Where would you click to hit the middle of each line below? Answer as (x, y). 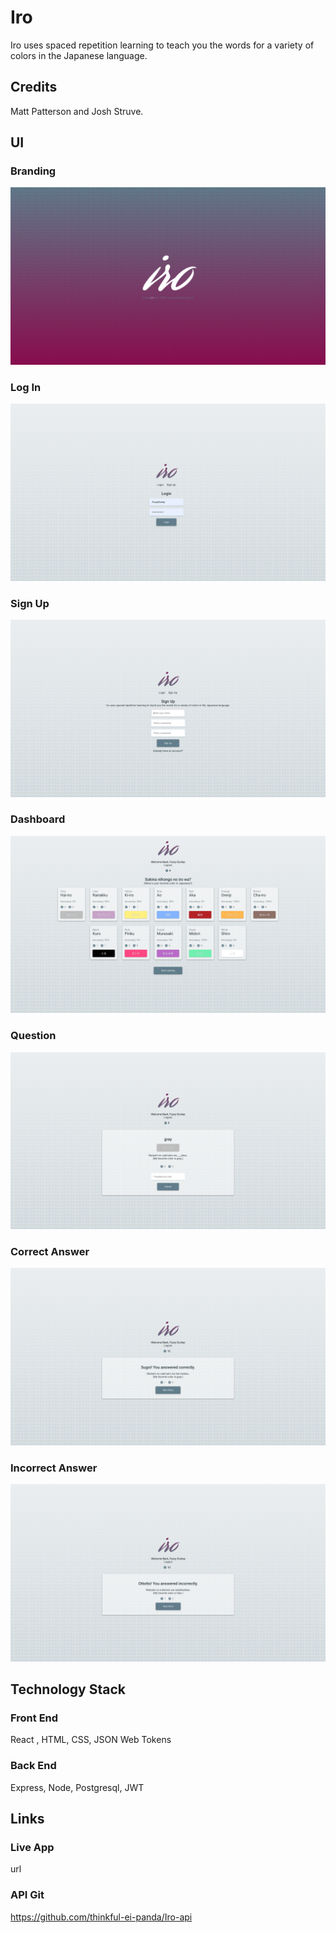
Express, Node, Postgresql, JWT (77, 1787)
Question (33, 1036)
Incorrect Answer (54, 1468)
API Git (27, 1895)
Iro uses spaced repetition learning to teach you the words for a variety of (162, 45)
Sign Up (30, 603)
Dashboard (38, 819)
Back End (33, 1766)
